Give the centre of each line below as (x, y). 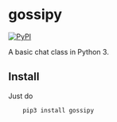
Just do (21, 96)
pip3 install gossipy (58, 110)
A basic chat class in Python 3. (58, 51)
